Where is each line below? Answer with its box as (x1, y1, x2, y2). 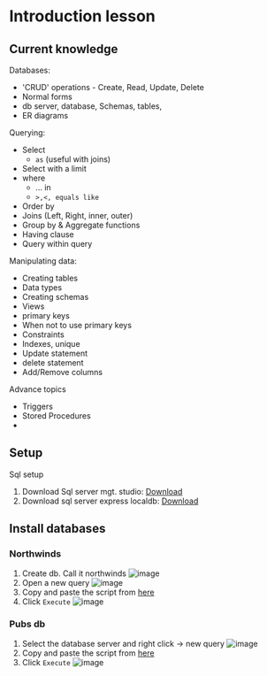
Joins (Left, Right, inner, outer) (21, 211, 133, 220)
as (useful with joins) (34, 154, 111, 165)
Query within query (21, 239, 93, 249)
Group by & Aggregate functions (21, 219, 141, 230)
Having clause (21, 229, 74, 240)
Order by (21, 201, 55, 211)
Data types (21, 282, 63, 293)
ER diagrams (21, 111, 69, 120)
